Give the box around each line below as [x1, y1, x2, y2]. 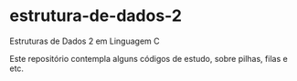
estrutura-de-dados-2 [9, 5, 183, 26]
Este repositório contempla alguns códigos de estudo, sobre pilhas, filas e [9, 53, 288, 64]
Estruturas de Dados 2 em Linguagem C [9, 35, 160, 46]
